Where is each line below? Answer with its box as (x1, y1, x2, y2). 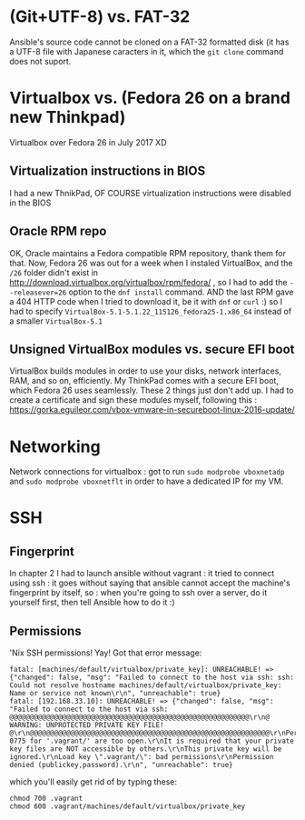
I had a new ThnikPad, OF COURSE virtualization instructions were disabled (9, 187, 292, 198)
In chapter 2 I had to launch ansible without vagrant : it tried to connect (9, 568, 275, 579)
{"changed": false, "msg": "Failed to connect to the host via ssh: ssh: (9, 673, 295, 683)
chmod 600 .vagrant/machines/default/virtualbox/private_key (9, 802, 246, 811)
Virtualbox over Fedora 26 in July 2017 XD (9, 136, 167, 147)
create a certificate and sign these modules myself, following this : (9, 395, 257, 405)
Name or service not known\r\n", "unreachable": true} (9, 689, 221, 698)
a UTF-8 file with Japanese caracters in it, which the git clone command (9, 45, 284, 56)
